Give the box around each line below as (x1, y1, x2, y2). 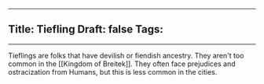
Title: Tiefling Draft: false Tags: (8, 23, 163, 36)
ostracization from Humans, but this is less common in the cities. (8, 67, 218, 76)
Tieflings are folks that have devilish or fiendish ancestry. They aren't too (8, 51, 244, 60)
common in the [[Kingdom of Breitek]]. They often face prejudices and (8, 59, 236, 68)
